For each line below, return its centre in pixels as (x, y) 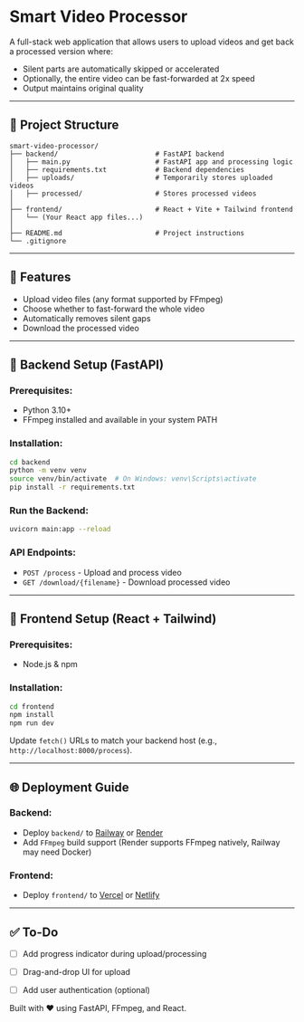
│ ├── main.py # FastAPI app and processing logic (152, 162)
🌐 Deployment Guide (69, 787)
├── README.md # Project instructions (127, 233)
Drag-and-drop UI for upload (76, 971)
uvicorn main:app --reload (60, 530)
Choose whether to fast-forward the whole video (114, 309)
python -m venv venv (48, 471)
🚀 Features (40, 277)
